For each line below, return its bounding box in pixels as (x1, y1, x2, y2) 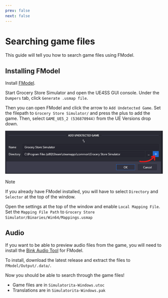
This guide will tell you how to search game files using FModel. (5, 52, 135, 58)
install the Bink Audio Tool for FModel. (5, 247, 83, 253)
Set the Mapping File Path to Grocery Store (5, 209, 95, 215)
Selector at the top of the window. (5, 194, 76, 200)
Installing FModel (5, 67, 60, 75)
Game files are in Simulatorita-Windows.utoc (12, 281, 105, 288)
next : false (5, 13, 30, 19)
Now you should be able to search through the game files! (5, 272, 125, 278)
